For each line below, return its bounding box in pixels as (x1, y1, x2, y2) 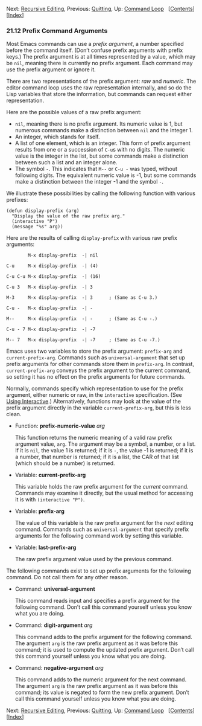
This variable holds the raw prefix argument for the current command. (14, 483, 189, 490)
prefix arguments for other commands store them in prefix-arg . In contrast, (6, 361, 195, 368)
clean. (6, 411, 22, 418)
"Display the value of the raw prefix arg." (11, 213, 125, 219)
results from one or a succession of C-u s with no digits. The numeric (14, 146, 185, 153)
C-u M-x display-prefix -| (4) (6, 263, 98, 269)
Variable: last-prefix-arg (14, 544, 77, 551)
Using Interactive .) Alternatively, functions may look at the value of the (6, 398, 181, 405)
